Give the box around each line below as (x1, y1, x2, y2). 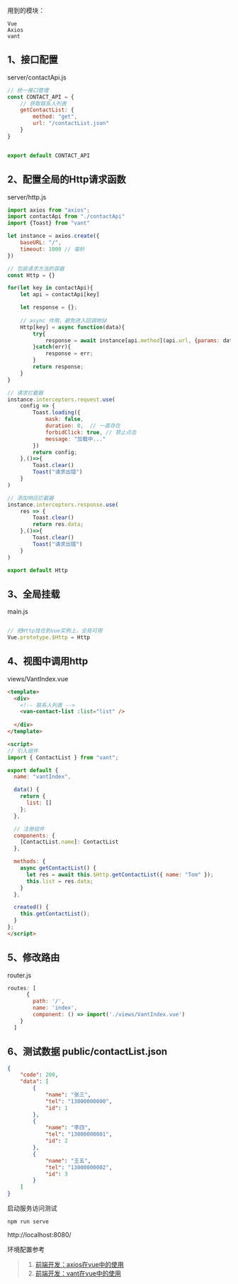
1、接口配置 (7, 54, 59, 66)
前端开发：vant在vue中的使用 (35, 1269, 122, 1278)
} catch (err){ (33, 344, 72, 351)
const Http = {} (7, 272, 55, 279)
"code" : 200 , (20, 1071, 59, 1079)
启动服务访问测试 (7, 1204, 57, 1212)
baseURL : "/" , (20, 239, 62, 246)
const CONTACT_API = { (7, 93, 74, 101)
